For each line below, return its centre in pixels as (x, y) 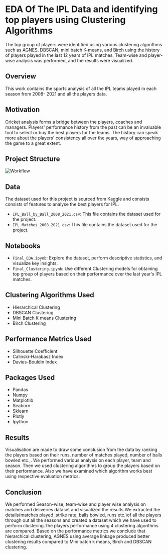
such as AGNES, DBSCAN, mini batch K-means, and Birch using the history (82, 50)
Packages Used (30, 378)
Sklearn (20, 411)
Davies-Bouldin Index (35, 362)
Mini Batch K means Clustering (44, 318)
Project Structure (33, 159)
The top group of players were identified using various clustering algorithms (84, 44)
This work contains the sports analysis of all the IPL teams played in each (81, 88)
